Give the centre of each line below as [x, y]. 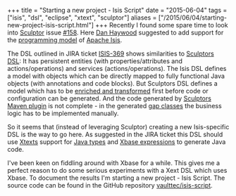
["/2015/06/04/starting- [193, 18]
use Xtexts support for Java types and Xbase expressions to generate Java [117, 142]
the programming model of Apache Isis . [65, 40]
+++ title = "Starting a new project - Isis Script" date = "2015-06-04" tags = [117, 10]
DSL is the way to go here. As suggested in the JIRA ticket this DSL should [115, 134]
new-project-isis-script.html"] [50, 25]
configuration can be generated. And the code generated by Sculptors [109, 98]
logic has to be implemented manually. [63, 113]
